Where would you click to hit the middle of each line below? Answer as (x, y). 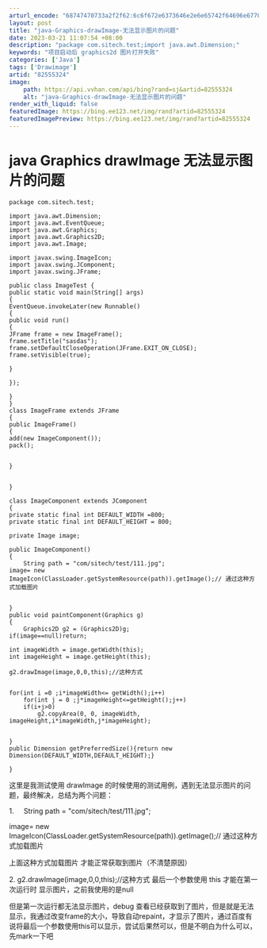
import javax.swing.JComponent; (62, 264)
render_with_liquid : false (53, 104)
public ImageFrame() (43, 424)
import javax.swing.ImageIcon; (61, 258)
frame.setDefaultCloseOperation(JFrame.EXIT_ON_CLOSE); (103, 348)
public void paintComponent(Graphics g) (77, 615)
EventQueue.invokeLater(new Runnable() (75, 306)
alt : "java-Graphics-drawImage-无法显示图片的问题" (105, 97)
